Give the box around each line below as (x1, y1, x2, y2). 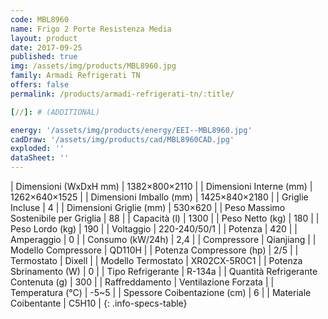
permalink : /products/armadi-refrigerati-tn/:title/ (10, 89, 235, 99)
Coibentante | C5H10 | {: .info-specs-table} (10, 297, 188, 309)
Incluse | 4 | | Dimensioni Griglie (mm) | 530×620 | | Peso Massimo (10, 202, 286, 213)
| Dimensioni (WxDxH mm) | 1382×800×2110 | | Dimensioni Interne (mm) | (10, 181, 313, 192)
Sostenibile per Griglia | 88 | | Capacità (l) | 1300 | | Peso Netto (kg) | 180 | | (10, 212, 320, 224)
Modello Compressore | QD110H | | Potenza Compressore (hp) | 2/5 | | (10, 244, 299, 256)
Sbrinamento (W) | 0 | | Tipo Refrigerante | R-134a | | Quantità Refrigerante (10, 266, 318, 277)
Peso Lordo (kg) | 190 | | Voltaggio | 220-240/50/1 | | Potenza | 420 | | (10, 223, 298, 235)
